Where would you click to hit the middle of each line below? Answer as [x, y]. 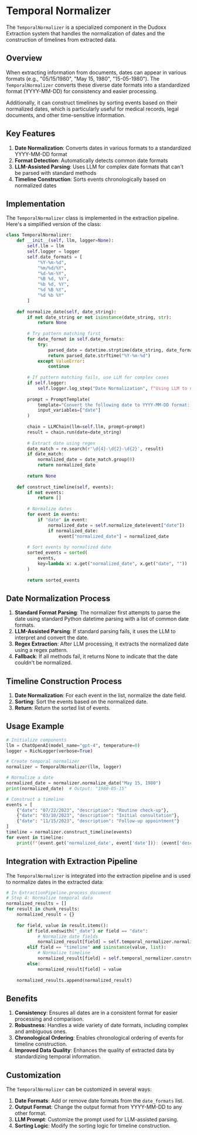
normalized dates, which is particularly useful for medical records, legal [92, 109]
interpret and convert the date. [52, 638]
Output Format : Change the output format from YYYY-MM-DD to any [98, 1107]
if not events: [46, 492]
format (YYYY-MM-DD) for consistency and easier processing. [82, 91]
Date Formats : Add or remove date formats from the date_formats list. [99, 1101]
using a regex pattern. [41, 650]
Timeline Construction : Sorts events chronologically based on [90, 179]
